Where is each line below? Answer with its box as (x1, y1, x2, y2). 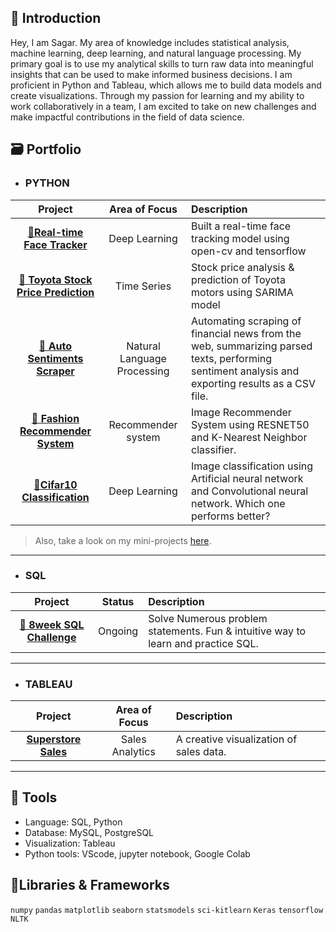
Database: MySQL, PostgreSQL (24, 826, 155, 838)
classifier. (191, 442, 237, 456)
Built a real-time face (191, 219, 292, 233)
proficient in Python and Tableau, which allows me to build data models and (10, 79, 322, 91)
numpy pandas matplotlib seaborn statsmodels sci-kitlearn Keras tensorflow (10, 905, 324, 915)
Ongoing (97, 624, 139, 638)
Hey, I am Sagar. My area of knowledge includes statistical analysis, (10, 36, 290, 48)
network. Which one (191, 496, 286, 510)
